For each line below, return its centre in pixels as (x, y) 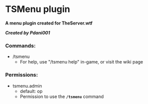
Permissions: (22, 75)
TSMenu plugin (38, 9)
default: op (31, 91)
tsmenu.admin (27, 85)
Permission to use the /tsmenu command (62, 96)
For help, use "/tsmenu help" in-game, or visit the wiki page (82, 62)
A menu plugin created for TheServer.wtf (49, 23)
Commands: (21, 45)
